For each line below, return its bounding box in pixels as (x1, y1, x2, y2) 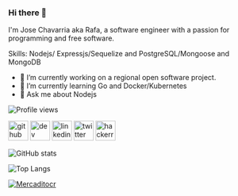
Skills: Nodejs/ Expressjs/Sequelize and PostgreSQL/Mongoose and (8, 49, 230, 59)
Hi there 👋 (8, 7, 48, 18)
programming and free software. (8, 33, 115, 43)
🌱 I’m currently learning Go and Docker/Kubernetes (19, 81, 187, 90)
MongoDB (8, 57, 41, 67)
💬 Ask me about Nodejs (19, 90, 98, 99)
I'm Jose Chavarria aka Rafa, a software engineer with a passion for (8, 25, 230, 35)
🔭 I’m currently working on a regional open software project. (19, 73, 217, 83)
